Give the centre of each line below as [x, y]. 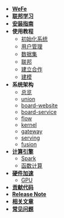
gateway [32, 131]
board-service [39, 112]
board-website [39, 105]
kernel [29, 125]
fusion [29, 144]
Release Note [29, 194]
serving [30, 138]
